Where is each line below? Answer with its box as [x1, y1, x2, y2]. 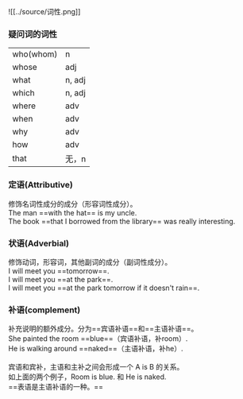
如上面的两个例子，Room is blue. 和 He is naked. [8, 372, 167, 382]
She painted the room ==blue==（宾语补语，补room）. [8, 334, 188, 343]
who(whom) [12, 48, 58, 60]
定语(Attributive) [8, 180, 73, 191]
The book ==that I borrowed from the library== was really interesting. [8, 216, 236, 226]
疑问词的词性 [8, 29, 58, 40]
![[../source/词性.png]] [8, 7, 81, 16]
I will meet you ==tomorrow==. [8, 265, 110, 276]
